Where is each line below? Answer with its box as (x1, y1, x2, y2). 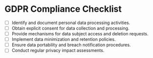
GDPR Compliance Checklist (4, 3, 122, 15)
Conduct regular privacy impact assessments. (11, 48, 105, 54)
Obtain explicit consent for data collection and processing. (11, 26, 130, 31)
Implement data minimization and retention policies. (11, 36, 116, 42)
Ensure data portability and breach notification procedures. (11, 42, 131, 48)
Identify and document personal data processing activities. (11, 20, 131, 26)
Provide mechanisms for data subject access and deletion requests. (11, 31, 149, 37)
